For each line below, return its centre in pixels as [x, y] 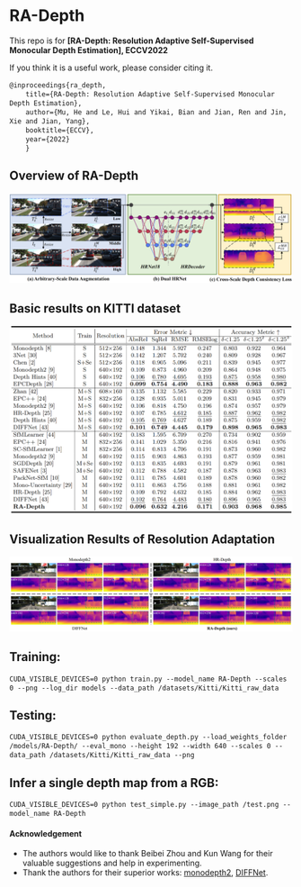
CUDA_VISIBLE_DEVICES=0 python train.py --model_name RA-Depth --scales [148, 679]
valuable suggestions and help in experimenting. [112, 863]
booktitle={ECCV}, [60, 130]
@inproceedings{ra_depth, [58, 85]
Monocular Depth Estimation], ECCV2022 [89, 50]
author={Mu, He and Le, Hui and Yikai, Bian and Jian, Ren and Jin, [156, 112]
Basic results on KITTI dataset [95, 308]
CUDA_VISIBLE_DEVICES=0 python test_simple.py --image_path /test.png [144, 805]
